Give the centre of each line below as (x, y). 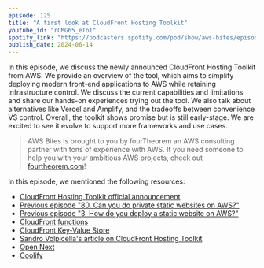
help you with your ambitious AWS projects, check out (115, 158)
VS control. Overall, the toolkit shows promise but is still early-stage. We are (131, 117)
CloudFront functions (54, 222)
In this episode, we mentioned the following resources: (97, 181)
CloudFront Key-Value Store (64, 230)
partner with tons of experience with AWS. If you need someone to (135, 150)
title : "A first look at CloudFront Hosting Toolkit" (98, 23)
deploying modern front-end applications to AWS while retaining (112, 84)
